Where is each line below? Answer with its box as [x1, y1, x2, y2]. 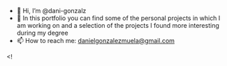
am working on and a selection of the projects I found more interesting [16, 22, 219, 29]
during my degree [16, 28, 68, 37]
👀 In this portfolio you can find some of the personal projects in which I [16, 14, 221, 22]
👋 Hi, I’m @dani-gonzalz [16, 7, 87, 15]
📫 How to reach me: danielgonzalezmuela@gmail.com [16, 37, 175, 44]
